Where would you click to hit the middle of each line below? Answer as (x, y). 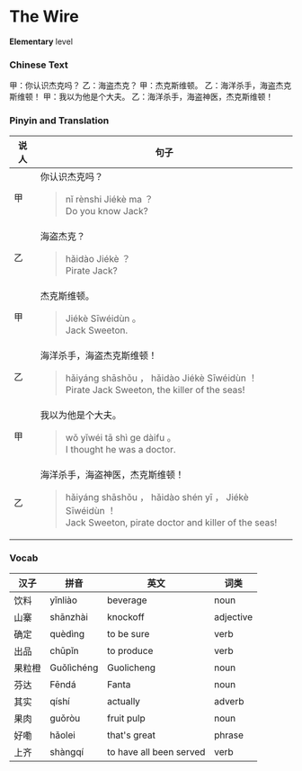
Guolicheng (131, 668)
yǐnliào (64, 600)
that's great (131, 735)
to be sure (128, 633)
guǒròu (65, 718)
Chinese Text (39, 65)
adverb (229, 701)
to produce (130, 650)
